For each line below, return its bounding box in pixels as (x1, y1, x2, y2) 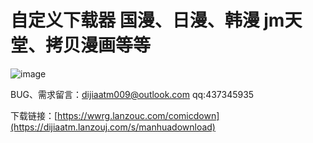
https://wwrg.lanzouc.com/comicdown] (57, 109, 220, 121)
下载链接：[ (10, 109, 58, 121)
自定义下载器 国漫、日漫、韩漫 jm (10, 9, 285, 32)
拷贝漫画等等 (45, 34, 152, 57)
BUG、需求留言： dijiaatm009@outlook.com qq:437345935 (10, 88, 255, 100)
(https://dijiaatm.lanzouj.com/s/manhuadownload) (10, 121, 216, 133)
